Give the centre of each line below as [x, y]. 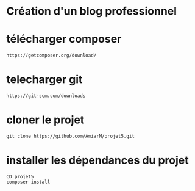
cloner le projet [45, 120]
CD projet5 [20, 176]
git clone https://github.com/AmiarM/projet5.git [71, 136]
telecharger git [44, 80]
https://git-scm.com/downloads [46, 96]
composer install [28, 182]
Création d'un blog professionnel [92, 11]
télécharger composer [64, 39]
